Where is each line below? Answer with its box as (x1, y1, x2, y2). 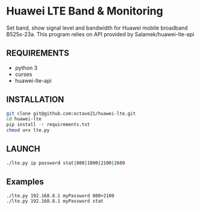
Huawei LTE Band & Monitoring (6, 4, 164, 18)
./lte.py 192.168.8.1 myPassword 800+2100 (6, 192, 114, 199)
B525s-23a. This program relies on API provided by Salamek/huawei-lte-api (6, 30, 195, 37)
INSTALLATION (6, 95, 64, 105)
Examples (6, 177, 44, 187)
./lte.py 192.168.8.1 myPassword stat (6, 198, 104, 205)
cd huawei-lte (6, 116, 42, 122)
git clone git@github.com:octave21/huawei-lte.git (6, 110, 136, 116)
